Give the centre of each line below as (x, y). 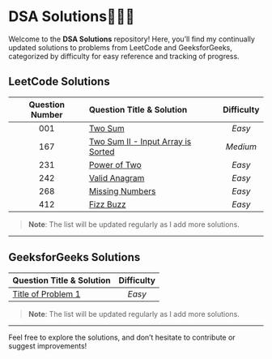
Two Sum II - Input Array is (140, 141)
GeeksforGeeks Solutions (74, 257)
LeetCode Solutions (59, 81)
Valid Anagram (117, 177)
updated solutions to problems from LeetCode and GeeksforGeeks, (121, 47)
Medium (241, 147)
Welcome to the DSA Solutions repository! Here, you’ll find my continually (132, 39)
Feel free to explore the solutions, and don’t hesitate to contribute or (122, 337)
